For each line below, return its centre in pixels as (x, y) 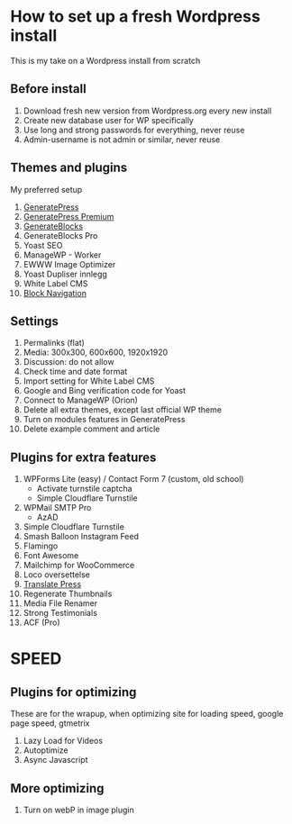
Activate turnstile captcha (85, 489)
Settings (35, 321)
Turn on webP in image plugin (78, 810)
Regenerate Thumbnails (68, 594)
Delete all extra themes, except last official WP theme (122, 410)
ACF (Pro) (41, 622)
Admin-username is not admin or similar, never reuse (122, 139)
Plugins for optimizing (73, 692)
